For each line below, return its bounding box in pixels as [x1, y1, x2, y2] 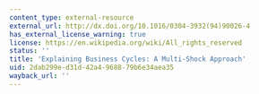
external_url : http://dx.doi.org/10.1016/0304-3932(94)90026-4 [9, 21, 251, 30]
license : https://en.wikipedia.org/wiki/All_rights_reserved [9, 38, 243, 47]
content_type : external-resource [9, 13, 134, 22]
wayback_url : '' [9, 72, 70, 81]
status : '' [9, 47, 50, 56]
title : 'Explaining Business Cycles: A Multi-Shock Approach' [9, 55, 246, 64]
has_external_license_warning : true [9, 30, 146, 38]
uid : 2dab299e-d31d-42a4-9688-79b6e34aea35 [9, 64, 175, 73]
